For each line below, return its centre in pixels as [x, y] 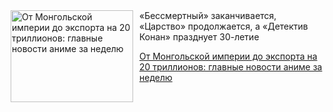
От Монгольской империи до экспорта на [228, 56]
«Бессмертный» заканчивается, [208, 15]
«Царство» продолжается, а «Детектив [224, 26]
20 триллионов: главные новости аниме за [231, 67]
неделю [156, 77]
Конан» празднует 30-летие [199, 37]
